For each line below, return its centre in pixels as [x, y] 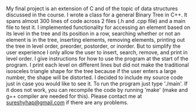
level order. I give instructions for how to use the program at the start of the [97, 59]
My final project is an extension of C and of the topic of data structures [92, 9]
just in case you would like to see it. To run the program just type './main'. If [97, 84]
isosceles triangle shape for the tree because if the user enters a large [91, 71]
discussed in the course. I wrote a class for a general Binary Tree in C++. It [97, 15]
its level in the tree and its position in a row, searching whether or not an [93, 34]
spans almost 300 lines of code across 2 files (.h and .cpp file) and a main [96, 21]
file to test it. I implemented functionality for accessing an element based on [98, 27]
